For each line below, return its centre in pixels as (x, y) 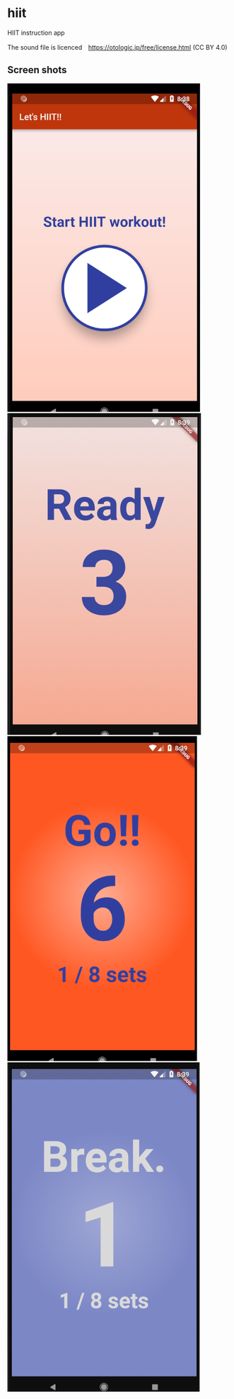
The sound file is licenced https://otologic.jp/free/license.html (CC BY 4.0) (117, 47)
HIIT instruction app (36, 33)
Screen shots (37, 70)
